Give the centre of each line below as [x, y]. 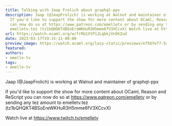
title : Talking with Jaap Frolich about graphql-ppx [63, 10]
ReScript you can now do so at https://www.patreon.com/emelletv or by [81, 97]
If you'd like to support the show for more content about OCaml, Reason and [86, 92]
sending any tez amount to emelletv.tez [47, 102]
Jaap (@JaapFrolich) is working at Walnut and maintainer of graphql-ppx [82, 82]
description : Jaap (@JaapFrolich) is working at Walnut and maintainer [83, 15]
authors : [15, 53]
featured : [16, 48]
